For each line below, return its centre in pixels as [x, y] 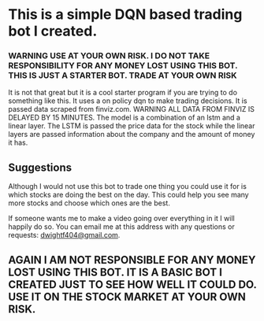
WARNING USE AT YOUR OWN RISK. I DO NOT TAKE [109, 56]
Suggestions [40, 167]
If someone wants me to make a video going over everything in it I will [121, 219]
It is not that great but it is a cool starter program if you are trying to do [123, 93]
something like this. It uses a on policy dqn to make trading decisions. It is [128, 101]
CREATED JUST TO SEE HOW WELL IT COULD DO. [132, 284]
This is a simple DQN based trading [125, 15]
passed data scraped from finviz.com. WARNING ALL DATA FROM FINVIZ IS [131, 109]
